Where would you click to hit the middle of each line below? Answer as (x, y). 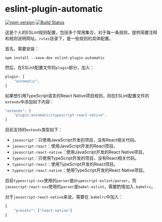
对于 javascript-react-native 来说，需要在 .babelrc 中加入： (64, 197)
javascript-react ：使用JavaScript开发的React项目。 (65, 146)
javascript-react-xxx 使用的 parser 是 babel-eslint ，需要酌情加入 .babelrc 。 (80, 187)
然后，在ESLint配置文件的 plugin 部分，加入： (50, 67)
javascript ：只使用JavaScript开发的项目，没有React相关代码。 (75, 140)
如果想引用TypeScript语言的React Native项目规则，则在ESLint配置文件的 (77, 95)
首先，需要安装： (22, 48)
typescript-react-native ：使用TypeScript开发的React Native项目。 (80, 170)
